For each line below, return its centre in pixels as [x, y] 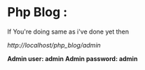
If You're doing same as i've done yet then [68, 31]
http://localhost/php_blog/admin [54, 45]
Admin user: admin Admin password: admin [72, 58]
